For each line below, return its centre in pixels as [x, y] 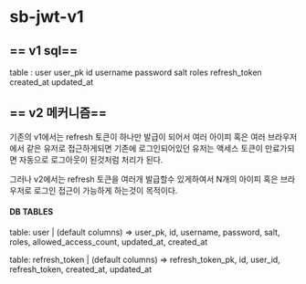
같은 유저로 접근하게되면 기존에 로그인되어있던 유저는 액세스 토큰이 [144, 148]
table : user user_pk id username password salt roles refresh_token [136, 72]
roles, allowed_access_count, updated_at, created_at [109, 242]
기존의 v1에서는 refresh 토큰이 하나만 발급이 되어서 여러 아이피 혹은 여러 [137, 137]
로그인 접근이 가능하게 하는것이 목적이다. [106, 190]
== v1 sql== [44, 51]
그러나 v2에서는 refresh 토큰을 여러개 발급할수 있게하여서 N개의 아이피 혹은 [144, 179]
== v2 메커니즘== [58, 113]
